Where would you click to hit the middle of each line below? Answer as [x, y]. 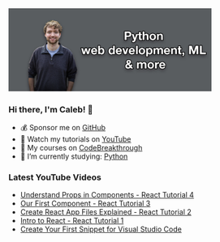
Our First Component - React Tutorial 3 [85, 204]
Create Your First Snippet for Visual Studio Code [101, 229]
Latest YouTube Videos [55, 177]
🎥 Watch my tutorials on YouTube [75, 139]
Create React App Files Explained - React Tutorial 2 [106, 212]
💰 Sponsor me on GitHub [63, 127]
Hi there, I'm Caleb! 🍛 [51, 109]
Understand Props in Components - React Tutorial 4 [107, 195]
